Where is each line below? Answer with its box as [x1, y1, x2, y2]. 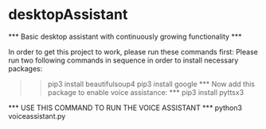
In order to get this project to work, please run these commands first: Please [8, 47, 259, 56]
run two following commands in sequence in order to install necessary [8, 55, 239, 65]
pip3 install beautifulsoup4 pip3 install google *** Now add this [47, 79, 255, 89]
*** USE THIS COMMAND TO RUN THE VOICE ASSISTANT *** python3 [8, 103, 243, 112]
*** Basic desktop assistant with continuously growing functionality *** [8, 32, 242, 41]
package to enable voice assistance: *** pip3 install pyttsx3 [47, 87, 244, 97]
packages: [8, 63, 43, 73]
